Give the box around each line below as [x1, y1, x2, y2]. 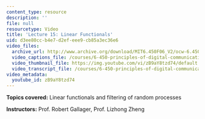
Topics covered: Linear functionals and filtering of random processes [6, 94, 182, 101]
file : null [6, 20, 34, 26]
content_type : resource [6, 9, 67, 15]
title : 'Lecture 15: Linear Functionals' [6, 32, 113, 38]
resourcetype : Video [6, 26, 59, 32]
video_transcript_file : [12, 65, 72, 72]
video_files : [6, 43, 40, 49]
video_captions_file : [12, 54, 67, 60]
